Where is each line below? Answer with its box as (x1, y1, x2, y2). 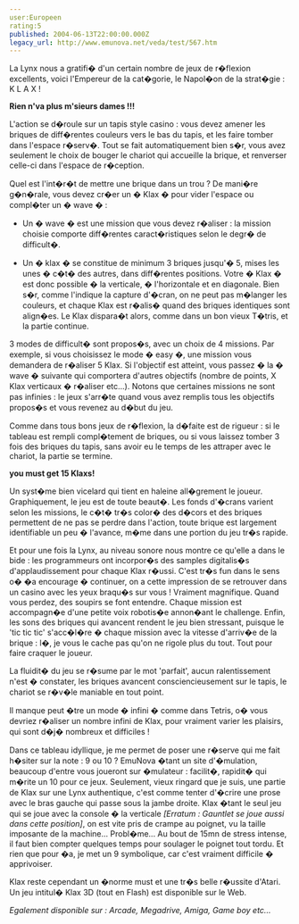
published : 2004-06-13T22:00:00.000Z (9, 29, 150, 38)
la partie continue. (21, 320, 89, 331)
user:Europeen (9, 12, 62, 22)
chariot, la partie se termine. (9, 451, 113, 462)
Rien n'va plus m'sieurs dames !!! (9, 101, 136, 112)
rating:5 (9, 21, 42, 30)
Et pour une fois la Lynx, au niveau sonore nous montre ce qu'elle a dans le (9, 545, 286, 556)
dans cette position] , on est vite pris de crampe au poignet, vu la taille (9, 819, 266, 829)
